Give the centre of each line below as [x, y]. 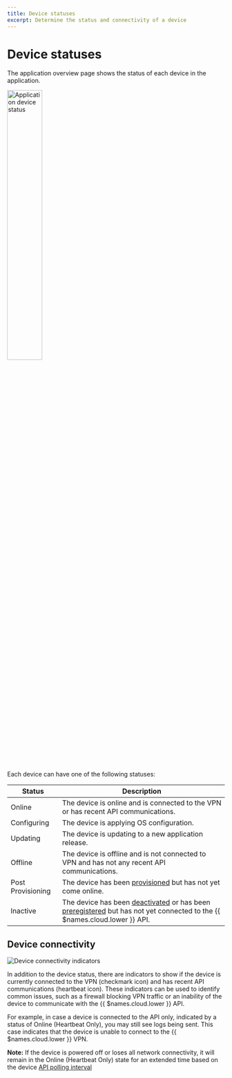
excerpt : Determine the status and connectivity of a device [97, 20]
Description [142, 791]
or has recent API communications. [119, 812]
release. [75, 843]
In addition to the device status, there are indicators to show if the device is [114, 974]
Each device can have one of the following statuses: [81, 774]
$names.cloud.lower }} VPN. [48, 1039]
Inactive [23, 911]
